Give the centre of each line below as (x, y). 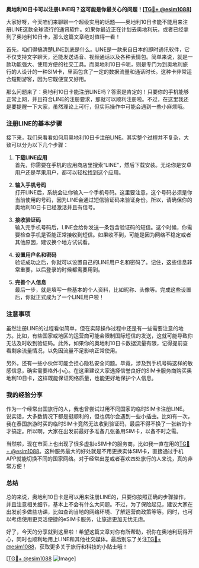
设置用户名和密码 (36, 255)
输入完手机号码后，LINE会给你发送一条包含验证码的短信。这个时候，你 (101, 228)
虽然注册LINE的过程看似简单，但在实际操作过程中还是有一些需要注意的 (92, 328)
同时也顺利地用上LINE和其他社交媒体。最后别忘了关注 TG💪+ (89, 539)
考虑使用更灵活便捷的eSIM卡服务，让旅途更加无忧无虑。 (80, 519)
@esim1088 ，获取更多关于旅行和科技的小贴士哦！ (67, 547)
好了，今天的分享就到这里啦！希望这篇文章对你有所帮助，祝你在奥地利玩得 (97, 532)
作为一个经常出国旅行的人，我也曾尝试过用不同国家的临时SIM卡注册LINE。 (97, 409)
